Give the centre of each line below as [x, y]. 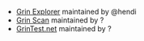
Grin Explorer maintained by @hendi [76, 12]
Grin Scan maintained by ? [60, 20]
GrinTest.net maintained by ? [64, 29]
